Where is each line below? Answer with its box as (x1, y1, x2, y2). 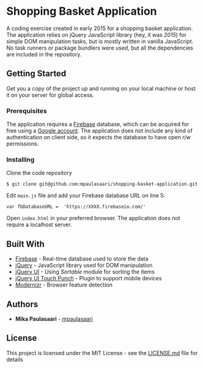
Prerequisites (6, 106, 47, 115)
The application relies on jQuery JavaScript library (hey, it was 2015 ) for (6, 31, 187, 38)
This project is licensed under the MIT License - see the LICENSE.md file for (6, 349, 198, 356)
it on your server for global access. (6, 91, 95, 99)
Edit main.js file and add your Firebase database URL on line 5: (6, 192, 166, 199)
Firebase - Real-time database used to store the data (15, 255, 148, 263)
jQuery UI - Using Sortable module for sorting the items (15, 268, 155, 275)
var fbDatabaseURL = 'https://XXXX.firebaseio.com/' (6, 204, 147, 210)
